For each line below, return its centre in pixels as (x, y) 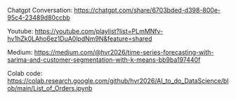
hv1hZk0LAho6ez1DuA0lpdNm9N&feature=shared (80, 39)
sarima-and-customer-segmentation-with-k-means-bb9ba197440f (104, 60)
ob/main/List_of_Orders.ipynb (50, 88)
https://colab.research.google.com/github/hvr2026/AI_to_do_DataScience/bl (118, 81)
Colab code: (25, 73)
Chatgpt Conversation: (40, 10)
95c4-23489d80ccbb (39, 18)
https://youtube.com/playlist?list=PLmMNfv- (99, 31)
